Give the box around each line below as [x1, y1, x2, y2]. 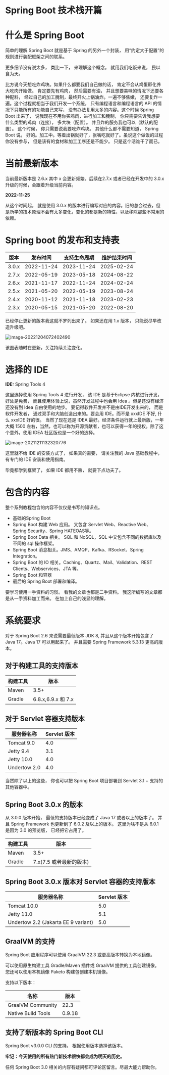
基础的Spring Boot [12, 515, 51, 521]
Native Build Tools [8, 1009, 50, 1016]
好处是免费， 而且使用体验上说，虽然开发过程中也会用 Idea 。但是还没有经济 [5, 398, 164, 404]
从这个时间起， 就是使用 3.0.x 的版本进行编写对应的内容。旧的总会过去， [5, 203, 156, 209]
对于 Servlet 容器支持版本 [5, 715, 85, 723]
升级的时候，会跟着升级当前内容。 [5, 182, 76, 188]
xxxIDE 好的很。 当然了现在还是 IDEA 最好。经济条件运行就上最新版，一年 [11, 416, 164, 423]
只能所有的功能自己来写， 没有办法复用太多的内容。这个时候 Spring [14, 107, 154, 113]
